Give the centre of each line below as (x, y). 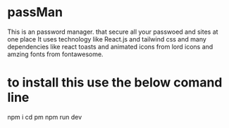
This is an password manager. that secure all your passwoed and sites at (113, 32)
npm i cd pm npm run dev (45, 117)
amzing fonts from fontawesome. (55, 54)
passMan (35, 12)
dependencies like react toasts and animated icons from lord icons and (110, 46)
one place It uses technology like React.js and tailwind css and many (107, 39)
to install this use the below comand (115, 83)
